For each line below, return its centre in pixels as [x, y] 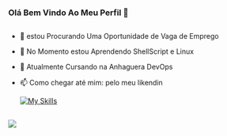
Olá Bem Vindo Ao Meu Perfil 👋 [68, 13]
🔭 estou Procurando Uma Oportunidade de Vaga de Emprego [119, 36]
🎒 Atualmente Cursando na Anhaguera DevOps [96, 67]
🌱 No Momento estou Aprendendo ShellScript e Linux [107, 51]
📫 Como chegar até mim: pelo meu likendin [91, 83]
